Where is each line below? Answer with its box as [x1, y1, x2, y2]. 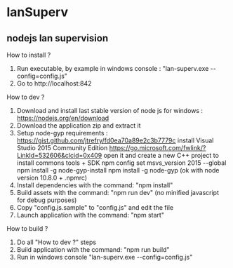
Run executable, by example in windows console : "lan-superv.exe [16, 65, 209, 72]
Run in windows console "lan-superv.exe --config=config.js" [16, 253, 193, 261]
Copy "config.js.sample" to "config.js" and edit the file [16, 203, 173, 211]
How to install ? [6, 51, 51, 59]
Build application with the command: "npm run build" [16, 246, 170, 253]
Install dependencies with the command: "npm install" [16, 181, 173, 189]
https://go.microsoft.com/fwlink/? [109, 144, 206, 152]
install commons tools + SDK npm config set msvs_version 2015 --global [16, 159, 227, 167]
